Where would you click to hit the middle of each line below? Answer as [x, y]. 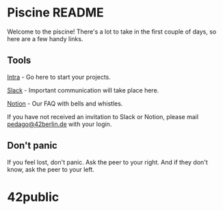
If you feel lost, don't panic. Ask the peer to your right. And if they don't [108, 162]
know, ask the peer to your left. [51, 169]
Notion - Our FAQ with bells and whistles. [65, 103]
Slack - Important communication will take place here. [83, 90]
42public [33, 197]
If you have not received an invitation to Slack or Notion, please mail [103, 116]
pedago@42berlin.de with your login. [60, 124]
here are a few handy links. [45, 38]
